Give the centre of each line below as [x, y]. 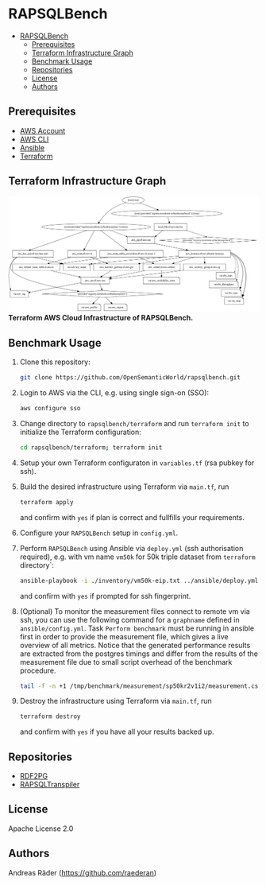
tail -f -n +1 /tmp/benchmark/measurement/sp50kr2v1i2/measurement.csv [141, 686]
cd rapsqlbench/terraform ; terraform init [91, 447]
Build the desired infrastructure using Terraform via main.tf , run [124, 487]
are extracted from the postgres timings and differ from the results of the [139, 654]
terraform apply [46, 502]
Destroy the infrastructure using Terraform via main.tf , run [116, 701]
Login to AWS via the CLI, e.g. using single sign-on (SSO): [114, 393]
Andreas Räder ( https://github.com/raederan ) [83, 872]
